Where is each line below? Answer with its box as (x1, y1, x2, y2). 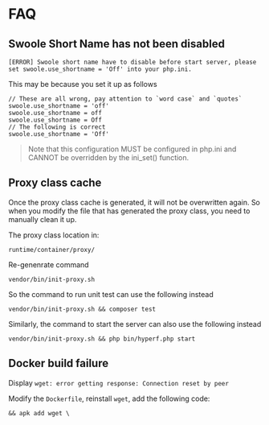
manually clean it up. (8, 214, 77, 224)
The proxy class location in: (8, 230, 100, 240)
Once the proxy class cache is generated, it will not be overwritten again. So (8, 197, 261, 207)
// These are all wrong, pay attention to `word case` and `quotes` (8, 95, 243, 103)
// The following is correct (8, 123, 106, 131)
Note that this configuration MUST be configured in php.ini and (27, 144, 237, 154)
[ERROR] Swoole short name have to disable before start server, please (8, 58, 257, 66)
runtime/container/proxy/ (8, 246, 95, 254)
